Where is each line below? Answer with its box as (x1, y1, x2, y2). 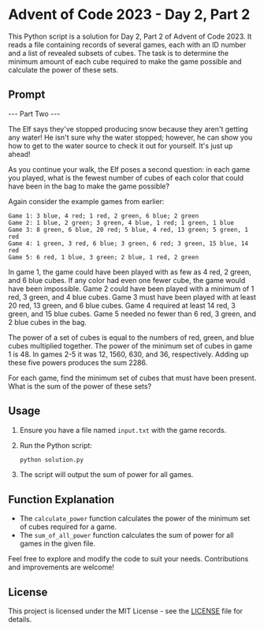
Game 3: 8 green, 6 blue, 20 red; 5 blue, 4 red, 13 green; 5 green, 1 (8, 226, 248, 233)
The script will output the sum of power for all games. (19, 470, 194, 479)
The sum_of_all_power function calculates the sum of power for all (19, 531, 234, 540)
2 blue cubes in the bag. (8, 317, 87, 326)
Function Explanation (8, 493, 115, 506)
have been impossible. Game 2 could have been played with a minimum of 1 (8, 284, 255, 293)
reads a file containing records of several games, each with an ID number (8, 39, 247, 49)
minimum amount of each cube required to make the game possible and (8, 57, 242, 66)
